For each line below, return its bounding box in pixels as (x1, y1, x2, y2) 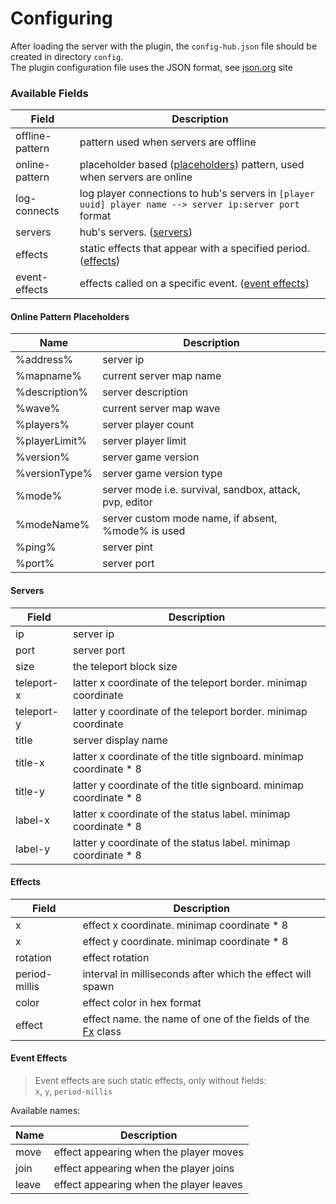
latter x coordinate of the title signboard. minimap (72, 749, 304, 763)
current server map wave (102, 402, 221, 416)
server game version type (102, 467, 223, 481)
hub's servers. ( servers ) (79, 225, 193, 239)
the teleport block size (72, 659, 178, 673)
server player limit (102, 434, 187, 448)
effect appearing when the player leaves (53, 1178, 243, 1192)
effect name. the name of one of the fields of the (82, 1012, 310, 1026)
